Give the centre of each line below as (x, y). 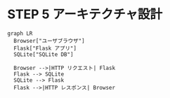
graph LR (20, 33)
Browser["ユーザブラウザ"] (50, 41)
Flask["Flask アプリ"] (45, 48)
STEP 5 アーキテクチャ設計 (85, 14)
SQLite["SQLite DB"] (44, 54)
